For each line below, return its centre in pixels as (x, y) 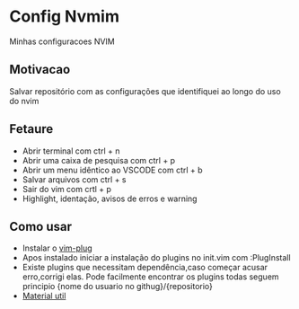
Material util (44, 296)
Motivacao (40, 70)
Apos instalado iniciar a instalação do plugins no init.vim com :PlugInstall (156, 258)
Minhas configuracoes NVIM (62, 41)
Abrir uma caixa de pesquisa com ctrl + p (99, 160)
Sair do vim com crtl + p (67, 189)
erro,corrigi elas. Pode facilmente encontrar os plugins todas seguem (151, 277)
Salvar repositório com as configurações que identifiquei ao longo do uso (145, 91)
